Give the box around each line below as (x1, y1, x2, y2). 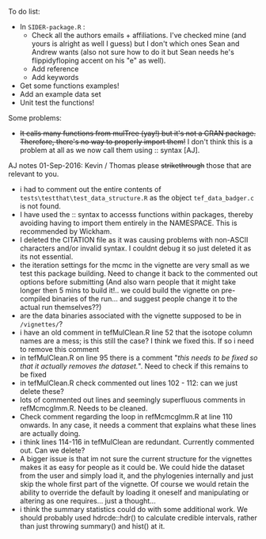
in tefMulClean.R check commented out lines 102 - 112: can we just (19, 378, 238, 388)
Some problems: (8, 113, 62, 122)
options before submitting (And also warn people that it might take (19, 277, 236, 286)
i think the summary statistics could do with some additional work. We (19, 505, 248, 514)
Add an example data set (19, 90, 101, 98)
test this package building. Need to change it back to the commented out (19, 269, 258, 278)
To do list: (8, 7, 40, 16)
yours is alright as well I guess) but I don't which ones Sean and (31, 39, 240, 48)
